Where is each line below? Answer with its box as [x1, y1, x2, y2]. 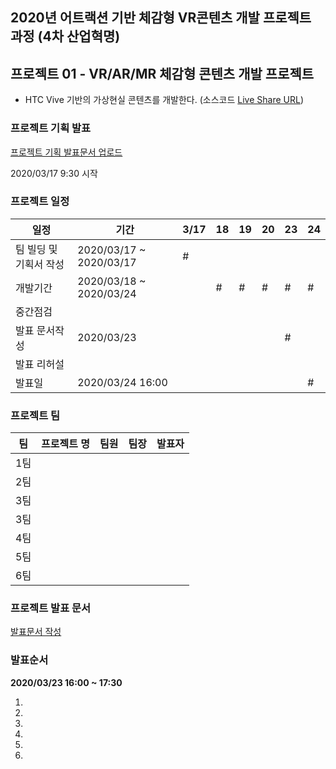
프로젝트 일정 [10, 194, 70, 208]
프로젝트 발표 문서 [10, 601, 92, 615]
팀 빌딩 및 [15, 242, 58, 256]
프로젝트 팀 [10, 408, 61, 422]
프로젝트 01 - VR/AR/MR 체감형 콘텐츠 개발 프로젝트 [10, 65, 315, 82]
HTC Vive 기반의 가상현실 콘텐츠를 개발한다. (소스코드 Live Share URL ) [24, 94, 304, 106]
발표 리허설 [15, 357, 65, 371]
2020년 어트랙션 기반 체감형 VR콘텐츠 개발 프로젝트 [10, 9, 312, 27]
